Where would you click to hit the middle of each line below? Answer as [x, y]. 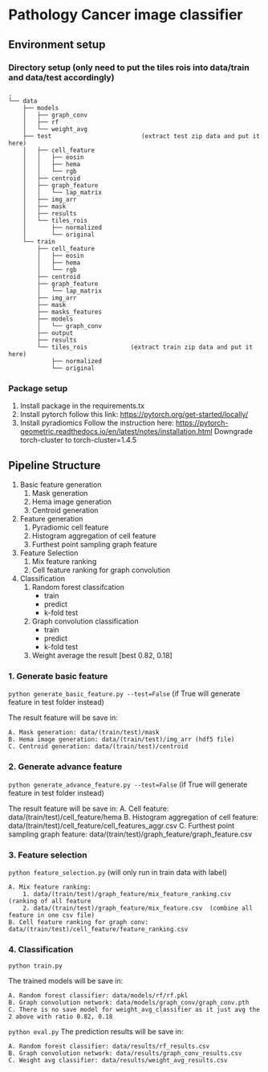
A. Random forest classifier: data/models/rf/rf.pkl [98, 996]
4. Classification [41, 949]
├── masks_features [70, 312]
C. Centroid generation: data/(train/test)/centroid [98, 747]
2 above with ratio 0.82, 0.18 [61, 1017]
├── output [55, 333]
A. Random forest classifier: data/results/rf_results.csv [109, 1046]
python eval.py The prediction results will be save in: [96, 1032]
